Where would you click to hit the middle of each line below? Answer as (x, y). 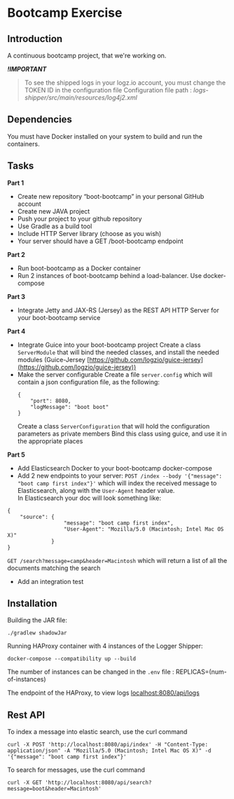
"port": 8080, (51, 401)
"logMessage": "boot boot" (70, 407)
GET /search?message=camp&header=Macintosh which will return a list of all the (117, 560)
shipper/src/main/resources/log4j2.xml (81, 97)
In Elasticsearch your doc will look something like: (89, 498)
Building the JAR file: (37, 620)
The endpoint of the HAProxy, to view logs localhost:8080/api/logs (103, 693)
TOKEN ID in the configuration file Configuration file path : (108, 90)
